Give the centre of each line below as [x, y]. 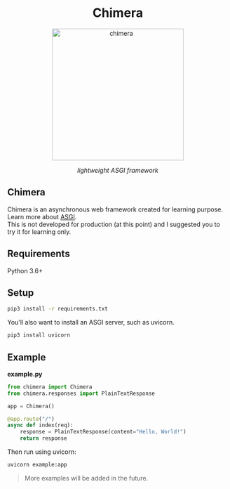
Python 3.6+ [25, 270]
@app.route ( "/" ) [31, 419]
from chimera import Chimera [50, 387]
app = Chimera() [31, 406]
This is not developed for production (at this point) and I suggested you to [114, 224]
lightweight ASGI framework [118, 170]
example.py [25, 374]
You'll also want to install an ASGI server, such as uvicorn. [91, 322]
